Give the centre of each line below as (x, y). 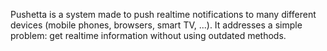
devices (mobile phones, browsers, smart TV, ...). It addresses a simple (156, 25)
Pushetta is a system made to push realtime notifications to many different (163, 14)
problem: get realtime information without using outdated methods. (148, 35)
